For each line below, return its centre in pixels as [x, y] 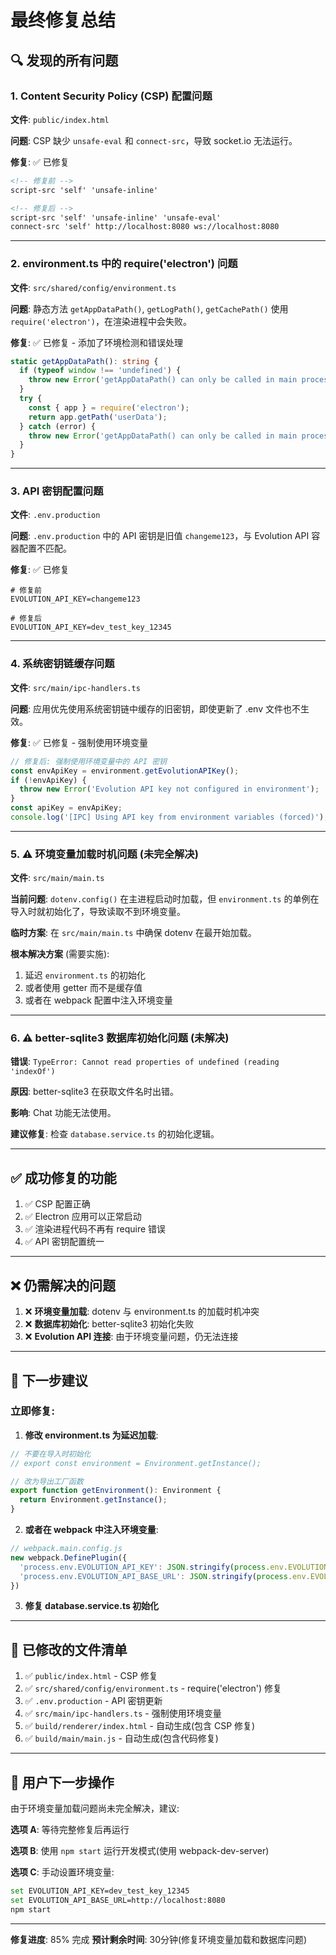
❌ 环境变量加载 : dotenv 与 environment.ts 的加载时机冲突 [142, 1312]
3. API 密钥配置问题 [57, 491]
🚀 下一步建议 [49, 1380]
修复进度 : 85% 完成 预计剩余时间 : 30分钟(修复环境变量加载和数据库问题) [159, 1939]
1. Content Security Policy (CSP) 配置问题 [111, 96]
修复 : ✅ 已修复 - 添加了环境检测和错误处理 [97, 342]
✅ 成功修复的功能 [63, 1177]
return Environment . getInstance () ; [93, 1500]
